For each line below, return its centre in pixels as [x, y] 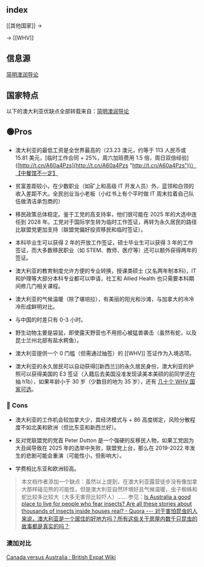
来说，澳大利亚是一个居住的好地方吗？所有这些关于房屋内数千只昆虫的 [109, 518]
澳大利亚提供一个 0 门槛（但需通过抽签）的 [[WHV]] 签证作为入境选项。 [105, 353]
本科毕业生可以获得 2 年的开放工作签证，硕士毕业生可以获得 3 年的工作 [104, 243]
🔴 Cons [17, 406]
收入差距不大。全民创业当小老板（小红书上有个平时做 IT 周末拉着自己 [102, 194]
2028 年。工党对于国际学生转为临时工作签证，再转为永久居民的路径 [112, 222]
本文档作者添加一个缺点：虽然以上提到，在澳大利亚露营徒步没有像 [104, 481]
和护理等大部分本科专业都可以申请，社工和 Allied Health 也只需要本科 [102, 279]
